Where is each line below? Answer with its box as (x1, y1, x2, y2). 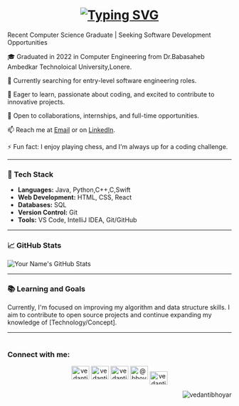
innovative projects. (7, 97, 65, 106)
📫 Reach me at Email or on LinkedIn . (7, 125, 116, 134)
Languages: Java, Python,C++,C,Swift (17, 185, 131, 194)
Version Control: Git (17, 208, 78, 216)
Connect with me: (7, 350, 70, 360)
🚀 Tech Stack (7, 169, 54, 179)
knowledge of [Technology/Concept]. (7, 318, 117, 327)
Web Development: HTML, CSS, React (17, 193, 132, 202)
